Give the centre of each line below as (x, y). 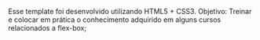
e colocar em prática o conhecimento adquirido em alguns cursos (115, 20)
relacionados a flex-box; (48, 28)
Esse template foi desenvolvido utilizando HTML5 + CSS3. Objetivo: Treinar (130, 11)
